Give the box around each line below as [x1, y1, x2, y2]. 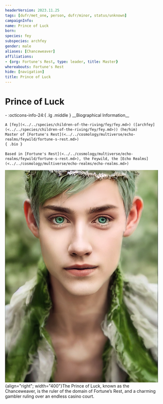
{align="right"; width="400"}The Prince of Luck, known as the [5, 383, 130, 389]
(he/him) [120, 127, 138, 132]
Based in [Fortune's [5, 151, 47, 156]
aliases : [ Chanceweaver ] [5, 49, 55, 54]
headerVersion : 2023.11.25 [5, 8, 60, 13]
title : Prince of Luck [5, 74, 51, 80]
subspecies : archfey [5, 39, 47, 44]
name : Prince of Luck [5, 23, 49, 28]
